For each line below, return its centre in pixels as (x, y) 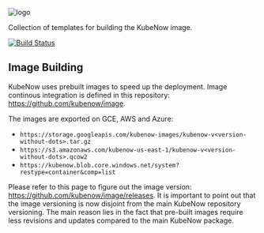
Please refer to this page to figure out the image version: (100, 186)
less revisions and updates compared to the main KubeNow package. (121, 220)
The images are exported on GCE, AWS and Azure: (91, 118)
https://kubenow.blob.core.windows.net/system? (99, 165)
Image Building (46, 68)
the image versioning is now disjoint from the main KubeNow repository (124, 203)
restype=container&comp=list (68, 172)
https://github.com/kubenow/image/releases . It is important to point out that (132, 195)
